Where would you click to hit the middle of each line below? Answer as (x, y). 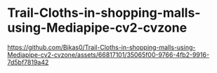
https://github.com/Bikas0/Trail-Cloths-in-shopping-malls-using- (101, 47)
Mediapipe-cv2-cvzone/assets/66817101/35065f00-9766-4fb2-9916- (108, 55)
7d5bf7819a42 (28, 62)
